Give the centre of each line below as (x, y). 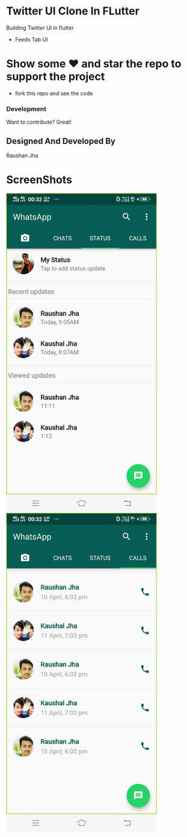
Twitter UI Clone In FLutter (73, 11)
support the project (56, 77)
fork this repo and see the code (54, 93)
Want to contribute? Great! (39, 122)
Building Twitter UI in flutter (40, 28)
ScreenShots (39, 180)
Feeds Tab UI (31, 39)
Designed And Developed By (61, 141)
